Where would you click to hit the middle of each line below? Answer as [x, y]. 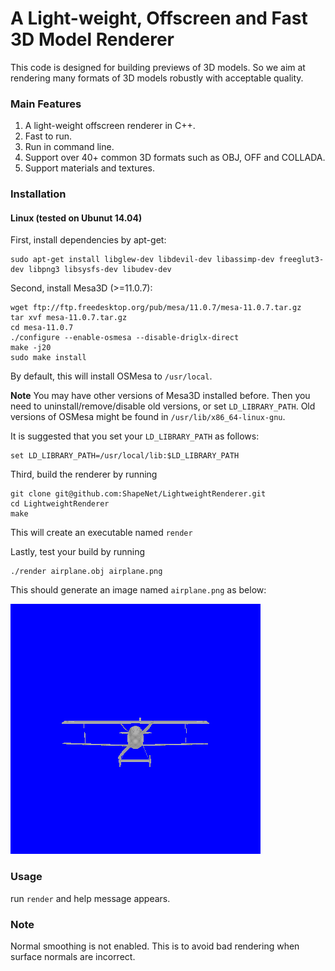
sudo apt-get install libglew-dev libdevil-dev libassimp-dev [142, 260]
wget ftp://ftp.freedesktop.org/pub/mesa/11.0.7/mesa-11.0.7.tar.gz [156, 308]
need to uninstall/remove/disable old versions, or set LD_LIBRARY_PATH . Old [163, 406]
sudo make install [48, 358]
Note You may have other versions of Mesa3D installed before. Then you [160, 396]
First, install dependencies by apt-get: [88, 240]
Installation [38, 194]
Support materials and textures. [90, 168]
